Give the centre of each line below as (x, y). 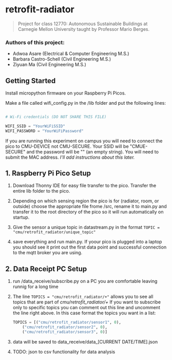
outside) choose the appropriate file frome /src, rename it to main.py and (90, 206)
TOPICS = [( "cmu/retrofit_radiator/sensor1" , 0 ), (67, 323)
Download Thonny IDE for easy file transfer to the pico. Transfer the (84, 185)
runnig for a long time (35, 287)
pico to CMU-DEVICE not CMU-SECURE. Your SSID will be (67, 146)
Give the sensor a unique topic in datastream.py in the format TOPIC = (86, 228)
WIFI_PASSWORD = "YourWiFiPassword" (44, 131)
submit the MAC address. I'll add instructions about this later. (70, 157)
